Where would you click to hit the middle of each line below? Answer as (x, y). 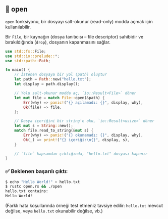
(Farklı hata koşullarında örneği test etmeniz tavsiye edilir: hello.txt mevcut (84, 206)
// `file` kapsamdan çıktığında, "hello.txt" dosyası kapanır (81, 154)
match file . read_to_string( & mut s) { (54, 130)
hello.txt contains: (27, 191)
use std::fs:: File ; (26, 51)
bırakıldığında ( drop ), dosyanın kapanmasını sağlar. (58, 42)
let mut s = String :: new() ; (44, 126)
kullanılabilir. (18, 27)
